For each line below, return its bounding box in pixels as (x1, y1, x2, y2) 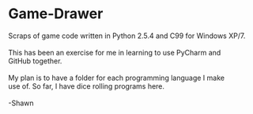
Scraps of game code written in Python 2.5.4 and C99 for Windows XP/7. (8, 31, 246, 40)
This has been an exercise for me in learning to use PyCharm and (8, 47, 221, 57)
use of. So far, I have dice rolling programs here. (8, 81, 164, 91)
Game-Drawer (8, 5, 104, 23)
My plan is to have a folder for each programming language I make (8, 73, 225, 82)
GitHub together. (8, 56, 62, 66)
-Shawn (8, 98, 34, 108)
